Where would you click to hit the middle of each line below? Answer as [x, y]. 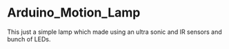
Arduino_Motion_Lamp [74, 13]
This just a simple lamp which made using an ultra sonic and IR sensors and [114, 32]
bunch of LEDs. [29, 39]
